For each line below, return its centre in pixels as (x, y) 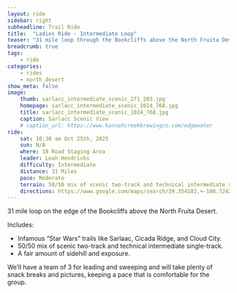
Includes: (20, 225)
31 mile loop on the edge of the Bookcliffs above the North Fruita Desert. (113, 211)
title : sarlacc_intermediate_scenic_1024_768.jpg (95, 112)
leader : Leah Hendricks (55, 159)
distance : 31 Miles (49, 171)
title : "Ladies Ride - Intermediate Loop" (72, 34)
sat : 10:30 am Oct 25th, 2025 (65, 138)
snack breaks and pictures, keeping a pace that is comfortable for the (109, 275)
